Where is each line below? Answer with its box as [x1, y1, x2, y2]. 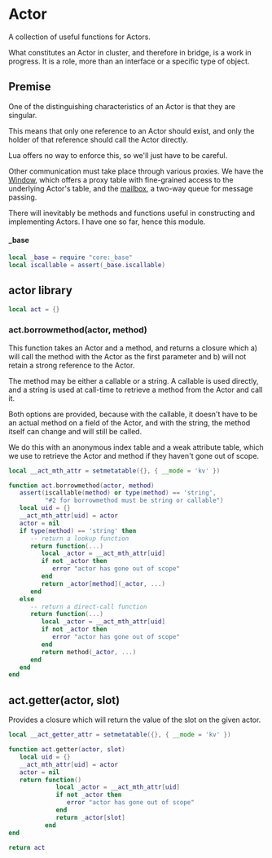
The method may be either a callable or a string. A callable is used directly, [8, 376, 259, 385]
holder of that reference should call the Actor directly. [8, 134, 189, 144]
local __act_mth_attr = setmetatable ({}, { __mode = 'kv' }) [8, 466, 221, 475]
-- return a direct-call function [29, 602, 148, 611]
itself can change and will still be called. [8, 426, 143, 436]
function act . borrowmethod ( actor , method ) [8, 482, 155, 490]
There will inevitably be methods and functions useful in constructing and [8, 208, 255, 218]
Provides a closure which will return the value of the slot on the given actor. [8, 715, 261, 725]
